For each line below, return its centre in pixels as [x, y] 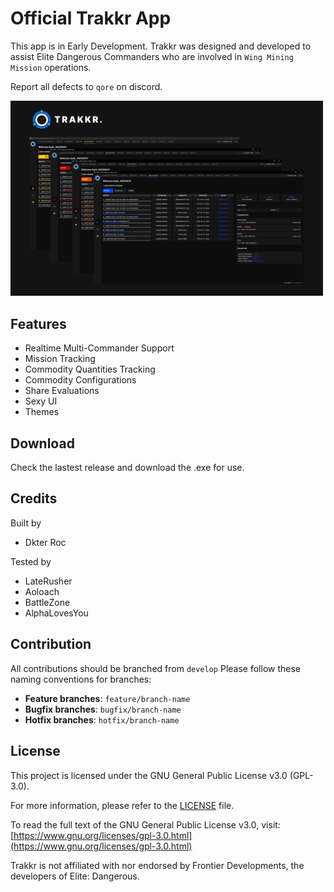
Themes [42, 412]
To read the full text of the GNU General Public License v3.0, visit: [145, 824]
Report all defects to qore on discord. [86, 86]
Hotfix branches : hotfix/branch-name [102, 719]
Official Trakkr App [91, 18]
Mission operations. [51, 67]
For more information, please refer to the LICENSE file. [122, 805]
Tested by [31, 561]
